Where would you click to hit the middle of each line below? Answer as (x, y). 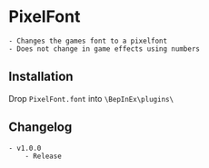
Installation (41, 77)
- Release (44, 156)
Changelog (40, 128)
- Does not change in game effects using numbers (104, 49)
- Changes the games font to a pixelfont (88, 41)
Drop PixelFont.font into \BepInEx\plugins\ (91, 98)
